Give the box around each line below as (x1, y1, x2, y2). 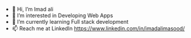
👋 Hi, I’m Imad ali (11, 6, 54, 12)
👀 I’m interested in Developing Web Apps (11, 12, 114, 19)
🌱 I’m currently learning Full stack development (11, 18, 129, 25)
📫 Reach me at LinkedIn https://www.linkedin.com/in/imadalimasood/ (11, 25, 185, 32)
